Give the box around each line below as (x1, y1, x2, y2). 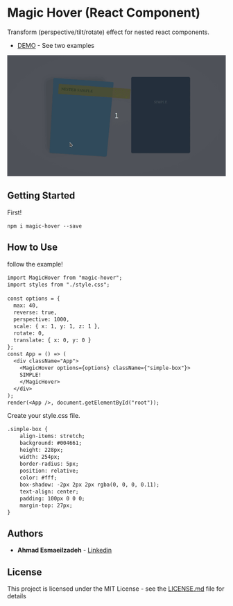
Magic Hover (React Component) (7, 5, 201, 21)
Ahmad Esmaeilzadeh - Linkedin (17, 546, 112, 555)
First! (7, 208, 22, 217)
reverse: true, (13, 309, 58, 316)
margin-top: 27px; (19, 502, 73, 509)
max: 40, (13, 302, 39, 309)
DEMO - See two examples (17, 41, 95, 49)
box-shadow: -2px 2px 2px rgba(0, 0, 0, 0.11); (19, 481, 159, 488)
